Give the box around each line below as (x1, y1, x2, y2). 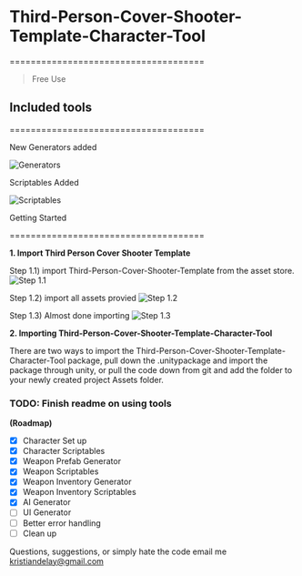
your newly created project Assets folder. (9, 374, 164, 385)
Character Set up (22, 435, 87, 447)
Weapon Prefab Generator (22, 456, 121, 467)
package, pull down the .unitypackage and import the (67, 355, 268, 366)
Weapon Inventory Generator (22, 476, 132, 488)
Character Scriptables (22, 446, 106, 457)
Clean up (22, 528, 57, 539)
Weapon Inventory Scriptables (22, 487, 136, 498)
